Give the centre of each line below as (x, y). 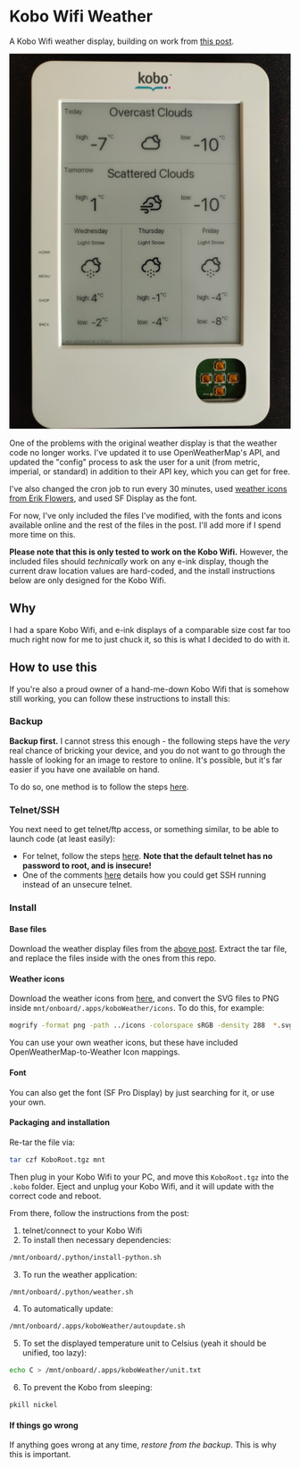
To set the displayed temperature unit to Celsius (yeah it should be (144, 1343)
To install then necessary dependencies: (96, 1239)
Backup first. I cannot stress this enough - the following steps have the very (150, 741)
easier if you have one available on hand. (85, 769)
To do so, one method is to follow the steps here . (99, 787)
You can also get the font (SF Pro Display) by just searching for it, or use (142, 1092)
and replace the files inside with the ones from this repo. (113, 958)
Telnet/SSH (34, 810)
